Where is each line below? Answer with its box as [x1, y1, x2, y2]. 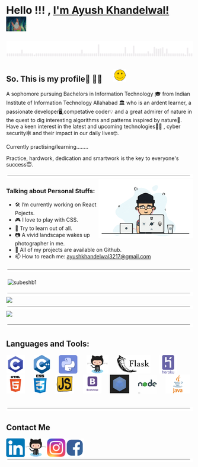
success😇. [6, 161, 34, 168]
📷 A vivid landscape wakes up [14, 231, 90, 238]
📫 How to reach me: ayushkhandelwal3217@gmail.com [14, 252, 151, 260]
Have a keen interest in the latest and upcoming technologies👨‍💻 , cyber [6, 123, 181, 130]
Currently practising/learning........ [6, 143, 89, 150]
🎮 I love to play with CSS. [14, 216, 78, 223]
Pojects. [14, 209, 35, 216]
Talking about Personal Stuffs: [6, 187, 95, 196]
